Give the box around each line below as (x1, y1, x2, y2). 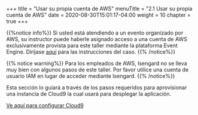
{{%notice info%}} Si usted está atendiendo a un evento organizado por (6, 29, 184, 36)
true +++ (6, 18, 29, 24)
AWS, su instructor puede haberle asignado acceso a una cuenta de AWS (6, 36, 187, 42)
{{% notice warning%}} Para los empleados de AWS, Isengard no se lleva (6, 60, 187, 67)
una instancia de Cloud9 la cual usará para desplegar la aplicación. (6, 91, 172, 97)
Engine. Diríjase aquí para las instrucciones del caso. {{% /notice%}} (6, 48, 176, 55)
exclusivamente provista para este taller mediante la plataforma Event (6, 42, 178, 49)
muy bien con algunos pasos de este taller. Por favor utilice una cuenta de (6, 66, 189, 73)
